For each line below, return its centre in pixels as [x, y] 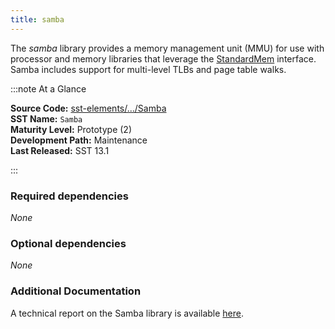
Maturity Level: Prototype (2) [71, 129]
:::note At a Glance [48, 88]
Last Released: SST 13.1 [60, 150]
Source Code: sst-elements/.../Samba [88, 108]
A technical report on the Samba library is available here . [127, 313]
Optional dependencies [68, 243]
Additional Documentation [76, 291]
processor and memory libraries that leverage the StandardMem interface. [163, 58]
